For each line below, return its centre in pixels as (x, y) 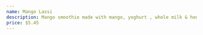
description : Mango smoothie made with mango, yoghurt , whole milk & (97, 17)
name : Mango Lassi (29, 12)
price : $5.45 (23, 23)
